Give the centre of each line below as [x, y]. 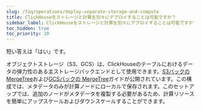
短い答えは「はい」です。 [37, 52]
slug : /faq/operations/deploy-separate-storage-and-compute [83, 12]
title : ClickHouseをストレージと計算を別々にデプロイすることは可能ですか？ [91, 17]
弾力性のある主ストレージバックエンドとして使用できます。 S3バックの [103, 71]
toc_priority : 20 [28, 34]
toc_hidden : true [28, 28]
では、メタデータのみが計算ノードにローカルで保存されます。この [92, 86]
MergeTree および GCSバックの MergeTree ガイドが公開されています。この [96, 79]
